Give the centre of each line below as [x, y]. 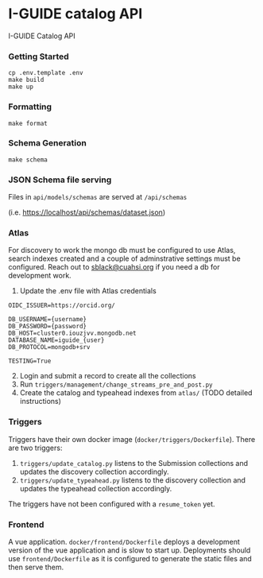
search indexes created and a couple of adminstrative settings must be [124, 258]
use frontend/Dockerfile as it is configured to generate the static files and [130, 559]
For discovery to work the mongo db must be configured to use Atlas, [122, 250]
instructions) [41, 401]
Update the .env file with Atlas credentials [88, 291]
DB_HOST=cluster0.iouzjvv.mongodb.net [72, 334]
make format [28, 123]
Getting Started [39, 56]
